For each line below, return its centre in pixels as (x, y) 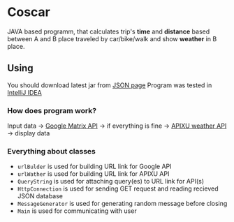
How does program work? (52, 110)
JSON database (40, 196)
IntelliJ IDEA (24, 92)
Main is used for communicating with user (77, 211)
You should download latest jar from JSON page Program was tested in (110, 85)
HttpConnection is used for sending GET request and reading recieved (118, 188)
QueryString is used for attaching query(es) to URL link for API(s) (111, 182)
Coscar (29, 12)
